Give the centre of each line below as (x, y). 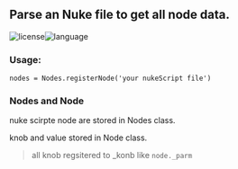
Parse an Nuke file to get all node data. (119, 15)
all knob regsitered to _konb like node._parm (112, 156)
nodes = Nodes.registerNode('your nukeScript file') (110, 79)
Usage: (26, 59)
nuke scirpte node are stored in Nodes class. (92, 120)
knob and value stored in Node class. (78, 138)
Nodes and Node (47, 101)
